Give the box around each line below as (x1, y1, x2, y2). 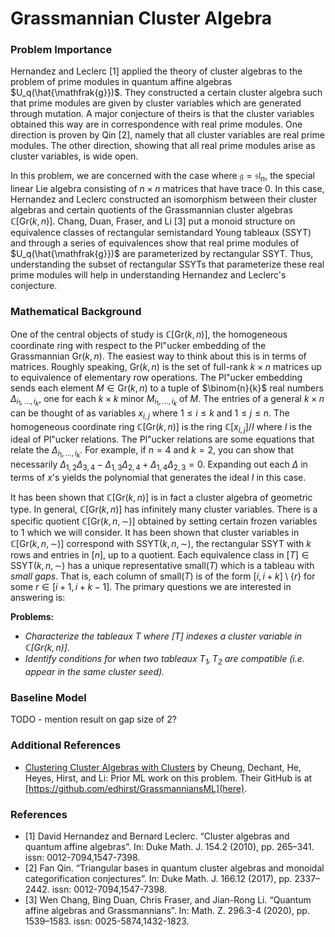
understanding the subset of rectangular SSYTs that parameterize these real (10, 258, 325, 271)
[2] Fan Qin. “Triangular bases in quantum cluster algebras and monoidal (24, 862, 325, 874)
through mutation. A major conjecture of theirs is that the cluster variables (10, 108, 315, 120)
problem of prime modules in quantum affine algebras (10, 76, 233, 88)
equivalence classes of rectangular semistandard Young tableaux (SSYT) (10, 227, 312, 239)
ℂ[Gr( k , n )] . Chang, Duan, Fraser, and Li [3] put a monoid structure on (10, 215, 296, 227)
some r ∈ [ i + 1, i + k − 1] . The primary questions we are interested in (10, 581, 292, 593)
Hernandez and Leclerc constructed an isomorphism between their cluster (10, 193, 318, 206)
